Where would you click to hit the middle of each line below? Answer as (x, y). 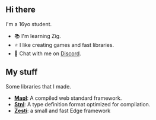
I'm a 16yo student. (29, 24)
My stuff (22, 72)
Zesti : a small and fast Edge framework (62, 110)
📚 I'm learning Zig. (37, 36)
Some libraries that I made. (39, 86)
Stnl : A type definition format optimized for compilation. (82, 104)
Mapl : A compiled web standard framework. (68, 98)
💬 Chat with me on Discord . (47, 53)
